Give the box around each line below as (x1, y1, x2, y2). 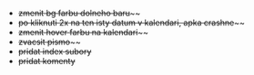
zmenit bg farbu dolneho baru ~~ (17, 8, 141, 18)
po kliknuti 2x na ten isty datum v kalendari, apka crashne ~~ (17, 17, 246, 28)
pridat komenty (17, 56, 76, 66)
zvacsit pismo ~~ (17, 36, 82, 47)
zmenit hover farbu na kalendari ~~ (17, 27, 148, 37)
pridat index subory (17, 46, 92, 57)
